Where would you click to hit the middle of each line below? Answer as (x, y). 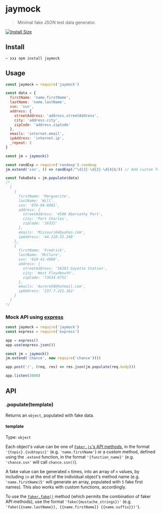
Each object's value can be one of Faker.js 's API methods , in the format (78, 446)
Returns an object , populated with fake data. (50, 415)
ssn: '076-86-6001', (39, 205)
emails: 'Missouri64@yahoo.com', (52, 232)
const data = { (21, 93)
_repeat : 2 (21, 143)
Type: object (18, 437)
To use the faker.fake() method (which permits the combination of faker (78, 496)
